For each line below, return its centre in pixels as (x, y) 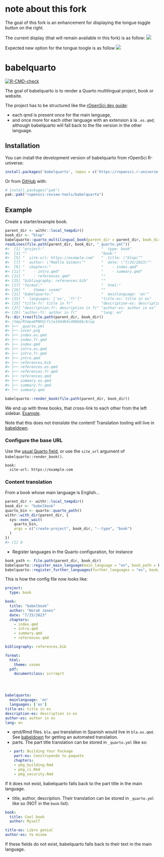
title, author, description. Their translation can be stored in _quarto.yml (83, 798)
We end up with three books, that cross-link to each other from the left (76, 408)
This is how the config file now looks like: (46, 579)
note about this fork (46, 9)
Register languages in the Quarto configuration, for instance (72, 552)
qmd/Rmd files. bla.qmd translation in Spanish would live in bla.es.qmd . (83, 732)
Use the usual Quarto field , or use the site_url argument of (65, 451)
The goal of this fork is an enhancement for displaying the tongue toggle (78, 23)
